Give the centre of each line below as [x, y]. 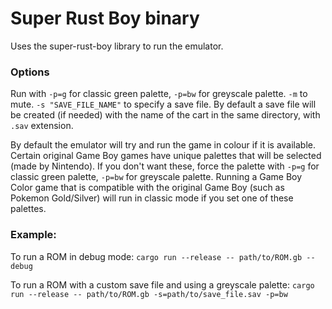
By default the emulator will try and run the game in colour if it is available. [163, 145]
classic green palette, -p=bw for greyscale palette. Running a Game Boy [156, 177]
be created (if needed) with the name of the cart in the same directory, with [165, 115]
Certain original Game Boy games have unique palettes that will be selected [166, 156]
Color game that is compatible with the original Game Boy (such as [147, 188]
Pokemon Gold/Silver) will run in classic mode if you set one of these [152, 198]
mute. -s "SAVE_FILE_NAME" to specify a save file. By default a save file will [163, 104]
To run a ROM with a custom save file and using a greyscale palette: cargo [162, 284]
